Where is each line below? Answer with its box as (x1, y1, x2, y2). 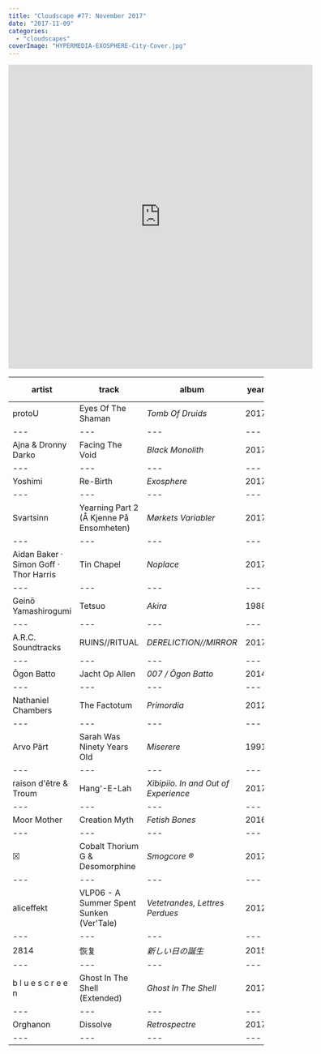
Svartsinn (12, 512, 49, 524)
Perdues (146, 907, 178, 919)
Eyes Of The (79, 403, 126, 414)
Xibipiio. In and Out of (146, 778, 229, 789)
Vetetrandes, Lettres (146, 898, 225, 909)
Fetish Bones (146, 814, 196, 825)
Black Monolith (146, 444, 204, 456)
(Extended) (79, 992, 122, 1004)
